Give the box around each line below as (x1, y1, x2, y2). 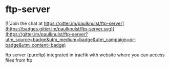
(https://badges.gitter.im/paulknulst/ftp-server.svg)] (5, 25, 115, 31)
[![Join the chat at (5, 20, 43, 26)
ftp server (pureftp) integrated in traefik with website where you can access (5, 52, 165, 58)
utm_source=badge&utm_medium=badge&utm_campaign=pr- (5, 37, 136, 43)
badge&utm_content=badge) (5, 42, 66, 48)
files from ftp (5, 57, 33, 63)
